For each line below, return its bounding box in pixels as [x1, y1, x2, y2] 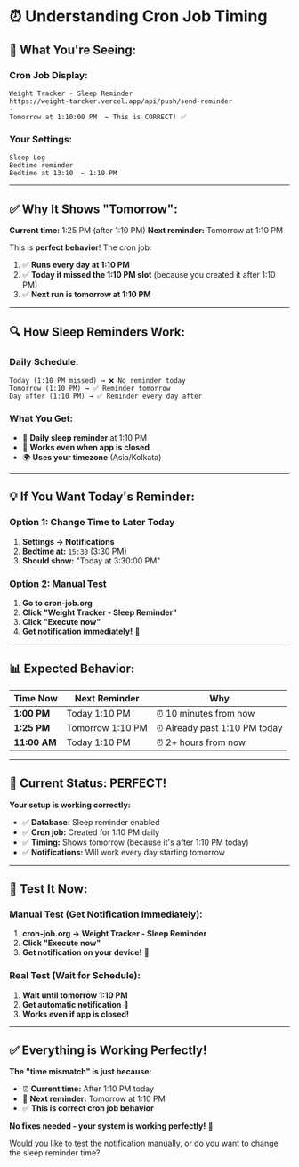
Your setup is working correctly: [9, 799, 131, 810]
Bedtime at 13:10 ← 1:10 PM [9, 169, 117, 178]
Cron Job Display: [9, 69, 88, 81]
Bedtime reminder [9, 161, 74, 170]
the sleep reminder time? [9, 1147, 101, 1158]
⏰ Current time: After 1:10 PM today [21, 1083, 154, 1094]
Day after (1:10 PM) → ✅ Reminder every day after [9, 392, 203, 401]
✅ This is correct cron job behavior [21, 1103, 154, 1114]
